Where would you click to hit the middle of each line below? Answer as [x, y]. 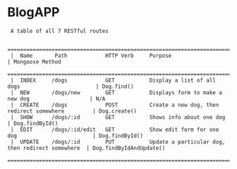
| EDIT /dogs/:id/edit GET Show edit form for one [115, 130]
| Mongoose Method [34, 62]
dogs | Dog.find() [71, 86]
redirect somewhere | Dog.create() [72, 111]
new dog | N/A [56, 99]
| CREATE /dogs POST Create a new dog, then [115, 105]
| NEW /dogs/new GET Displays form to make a [116, 92]
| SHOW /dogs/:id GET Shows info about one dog [118, 117]
